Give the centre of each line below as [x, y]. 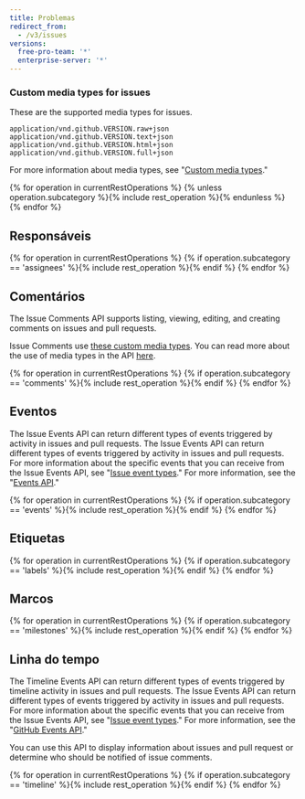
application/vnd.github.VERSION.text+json [91, 137]
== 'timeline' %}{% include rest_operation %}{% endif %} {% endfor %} [145, 785]
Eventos [33, 412]
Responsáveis [50, 235]
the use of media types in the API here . [83, 355]
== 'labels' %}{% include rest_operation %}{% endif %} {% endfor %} [142, 570]
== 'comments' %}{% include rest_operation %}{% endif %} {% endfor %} [150, 383]
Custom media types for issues [80, 92]
